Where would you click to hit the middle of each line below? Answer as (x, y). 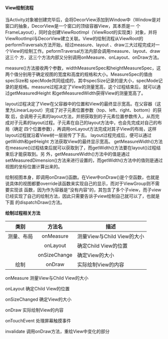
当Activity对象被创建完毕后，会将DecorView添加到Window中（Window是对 (83, 20)
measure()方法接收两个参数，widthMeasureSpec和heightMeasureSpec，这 (83, 68)
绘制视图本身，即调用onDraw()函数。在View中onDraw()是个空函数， (76, 177)
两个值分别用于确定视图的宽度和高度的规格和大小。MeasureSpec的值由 (79, 74)
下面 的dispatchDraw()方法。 (35, 202)
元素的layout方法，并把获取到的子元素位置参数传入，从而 (96, 117)
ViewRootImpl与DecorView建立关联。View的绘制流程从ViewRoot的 (74, 39)
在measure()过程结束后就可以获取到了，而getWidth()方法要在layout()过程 (81, 148)
